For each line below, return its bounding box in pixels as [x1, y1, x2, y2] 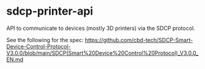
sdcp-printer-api [6, 4, 94, 18]
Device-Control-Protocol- [6, 43, 72, 50]
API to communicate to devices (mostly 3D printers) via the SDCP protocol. [6, 24, 195, 32]
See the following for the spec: [6, 36, 84, 43]
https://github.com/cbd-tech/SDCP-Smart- [84, 36, 193, 43]
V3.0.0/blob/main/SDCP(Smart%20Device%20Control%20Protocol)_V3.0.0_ [6, 49, 199, 56]
